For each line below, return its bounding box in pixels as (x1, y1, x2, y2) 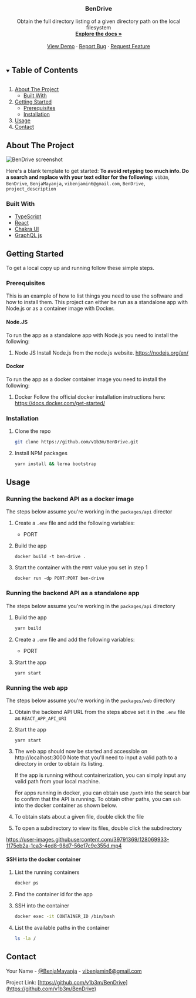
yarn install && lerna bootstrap (14, 460, 97, 467)
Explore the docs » (75, 31, 122, 38)
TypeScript (14, 213, 42, 220)
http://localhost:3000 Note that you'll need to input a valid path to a (14, 754, 178, 761)
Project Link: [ (6, 979, 40, 986)
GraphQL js (14, 232, 42, 239)
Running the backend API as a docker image (6, 495, 134, 503)
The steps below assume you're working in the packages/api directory (6, 602, 175, 609)
